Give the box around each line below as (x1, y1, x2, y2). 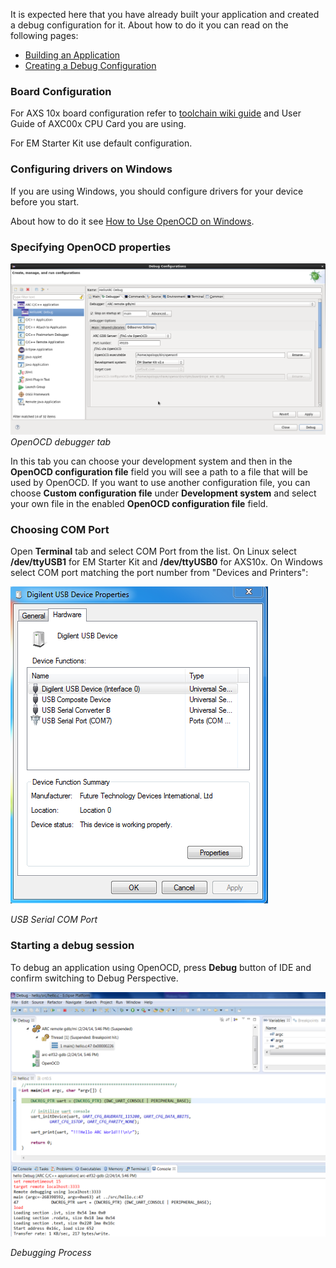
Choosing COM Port (10, 522, 110, 536)
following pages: (10, 30, 79, 41)
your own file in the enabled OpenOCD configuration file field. (10, 498, 269, 510)
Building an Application (24, 49, 121, 61)
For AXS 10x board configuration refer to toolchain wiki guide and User (10, 107, 302, 119)
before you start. (10, 195, 80, 208)
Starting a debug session (10, 939, 135, 953)
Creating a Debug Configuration (24, 60, 157, 71)
